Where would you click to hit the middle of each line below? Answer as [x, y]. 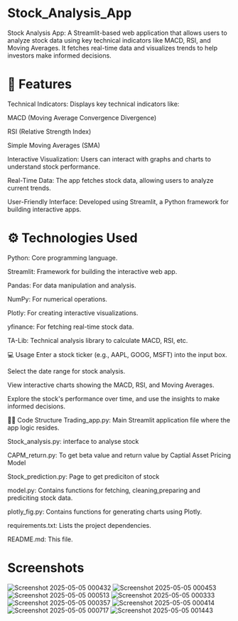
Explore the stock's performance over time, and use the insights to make [114, 398]
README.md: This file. [40, 539]
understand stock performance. [54, 166]
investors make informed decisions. [59, 55]
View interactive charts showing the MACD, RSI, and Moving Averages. [111, 385]
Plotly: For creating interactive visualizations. [73, 313]
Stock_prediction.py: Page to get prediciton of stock [83, 476]
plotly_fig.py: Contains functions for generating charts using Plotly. [105, 511]
